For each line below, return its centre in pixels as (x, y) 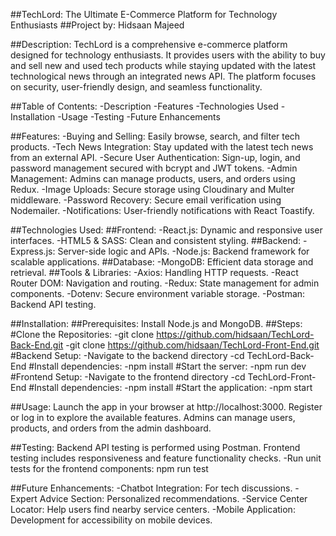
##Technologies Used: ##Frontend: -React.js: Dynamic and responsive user (166, 230)
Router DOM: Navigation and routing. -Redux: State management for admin (165, 283)
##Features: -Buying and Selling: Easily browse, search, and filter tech (155, 136)
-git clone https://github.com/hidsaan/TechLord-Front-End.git (192, 345)
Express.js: (33, 251)
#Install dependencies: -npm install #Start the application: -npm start (170, 387)
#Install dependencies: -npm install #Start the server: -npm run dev (167, 366)
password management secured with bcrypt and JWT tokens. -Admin (154, 168)
